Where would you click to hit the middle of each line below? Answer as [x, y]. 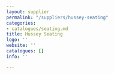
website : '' [21, 46]
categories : [21, 23]
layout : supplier [28, 12]
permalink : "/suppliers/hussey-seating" [58, 17]
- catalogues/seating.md [37, 29]
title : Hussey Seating [34, 34]
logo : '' [17, 40]
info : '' [17, 57]
